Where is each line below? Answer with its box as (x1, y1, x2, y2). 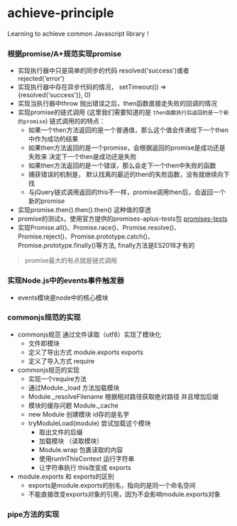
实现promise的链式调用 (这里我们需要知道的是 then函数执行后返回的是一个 (17, 108, 224, 116)
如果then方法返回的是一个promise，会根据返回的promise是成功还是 (28, 143, 226, 152)
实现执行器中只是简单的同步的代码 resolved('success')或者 (17, 66, 189, 75)
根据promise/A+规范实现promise (7, 48, 122, 58)
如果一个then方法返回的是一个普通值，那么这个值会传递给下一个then (28, 126, 229, 134)
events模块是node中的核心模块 (17, 293, 109, 302)
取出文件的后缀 (38, 427, 83, 436)
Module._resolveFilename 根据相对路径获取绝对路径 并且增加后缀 (28, 392, 219, 400)
